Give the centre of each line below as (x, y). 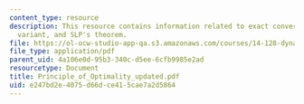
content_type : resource (54, 18)
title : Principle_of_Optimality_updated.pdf (95, 77)
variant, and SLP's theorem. (72, 34)
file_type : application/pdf (62, 52)
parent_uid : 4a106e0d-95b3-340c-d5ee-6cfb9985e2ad (107, 60)
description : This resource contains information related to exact (139, 26)
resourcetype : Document (54, 69)
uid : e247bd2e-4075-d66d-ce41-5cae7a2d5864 (93, 85)
